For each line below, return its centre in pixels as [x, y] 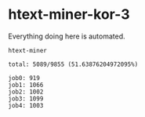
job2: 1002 [26, 92]
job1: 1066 [26, 85]
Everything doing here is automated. [67, 36]
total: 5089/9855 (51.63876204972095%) [73, 64]
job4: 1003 [26, 105]
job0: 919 [24, 78]
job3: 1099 [26, 99]
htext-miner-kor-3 [69, 15]
